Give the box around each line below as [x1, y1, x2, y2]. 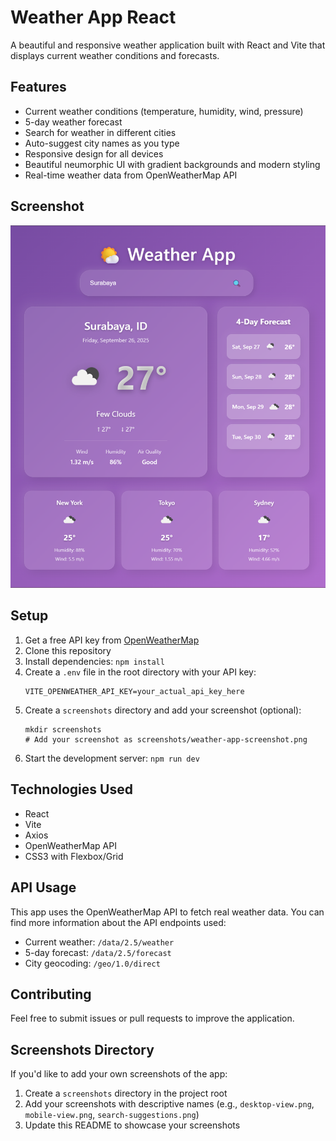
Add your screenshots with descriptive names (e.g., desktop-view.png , [24, 1098, 315, 1110]
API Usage [10, 879, 77, 896]
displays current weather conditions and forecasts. [10, 49, 220, 61]
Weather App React [10, 6, 177, 29]
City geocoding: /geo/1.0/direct [24, 957, 161, 969]
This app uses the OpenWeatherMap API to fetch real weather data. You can [10, 906, 325, 918]
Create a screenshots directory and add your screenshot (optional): [24, 704, 302, 716]
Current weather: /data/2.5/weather [24, 936, 175, 948]
